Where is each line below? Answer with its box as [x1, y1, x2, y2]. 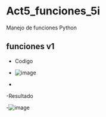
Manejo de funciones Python [6, 24, 77, 31]
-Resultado [6, 92, 34, 100]
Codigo [14, 57, 33, 64]
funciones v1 [6, 41, 55, 52]
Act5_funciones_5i [6, 4, 100, 18]
